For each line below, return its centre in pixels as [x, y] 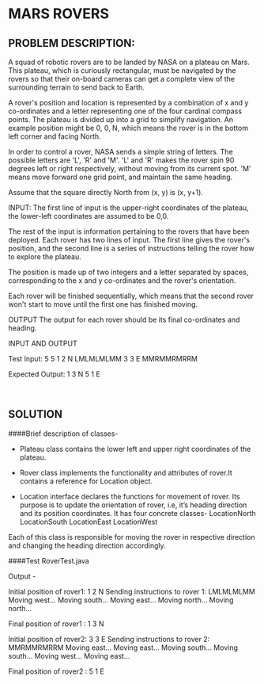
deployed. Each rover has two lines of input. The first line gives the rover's [129, 240]
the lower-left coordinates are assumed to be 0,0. [89, 216]
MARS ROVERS [58, 14]
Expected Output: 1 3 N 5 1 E [54, 374]
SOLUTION [36, 414]
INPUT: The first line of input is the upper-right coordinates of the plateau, [128, 208]
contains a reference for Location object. [86, 481]
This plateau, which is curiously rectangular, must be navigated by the [122, 71]
